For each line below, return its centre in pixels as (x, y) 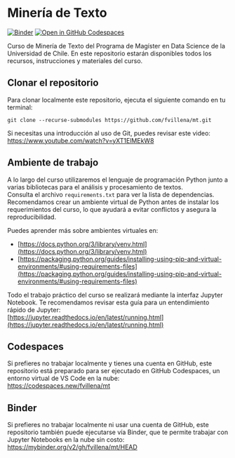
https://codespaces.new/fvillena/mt (59, 386)
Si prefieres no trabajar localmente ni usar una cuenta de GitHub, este (108, 425)
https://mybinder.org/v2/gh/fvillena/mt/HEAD (73, 447)
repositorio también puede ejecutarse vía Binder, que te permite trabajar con (118, 432)
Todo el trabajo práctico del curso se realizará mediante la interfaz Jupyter (115, 295)
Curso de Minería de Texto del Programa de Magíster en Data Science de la (116, 46)
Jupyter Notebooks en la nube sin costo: (66, 440)
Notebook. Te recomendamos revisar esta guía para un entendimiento (108, 302)
